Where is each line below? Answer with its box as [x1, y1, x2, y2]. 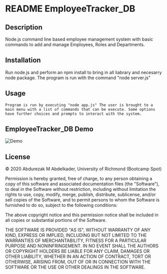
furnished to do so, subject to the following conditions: [5, 202, 117, 208]
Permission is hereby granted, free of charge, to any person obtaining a [5, 176, 152, 182]
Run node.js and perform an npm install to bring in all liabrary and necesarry [5, 69, 162, 75]
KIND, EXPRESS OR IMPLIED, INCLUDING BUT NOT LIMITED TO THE [5, 232, 147, 238]
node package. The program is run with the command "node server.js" [5, 75, 151, 81]
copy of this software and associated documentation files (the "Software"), [5, 181, 160, 187]
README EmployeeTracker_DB [5, 3, 135, 15]
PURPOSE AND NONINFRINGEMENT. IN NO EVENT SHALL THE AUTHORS [5, 243, 159, 249]
